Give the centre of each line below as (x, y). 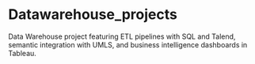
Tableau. (23, 53)
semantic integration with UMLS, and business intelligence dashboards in (128, 44)
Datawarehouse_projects (93, 15)
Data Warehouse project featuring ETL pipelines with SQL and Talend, (122, 36)
